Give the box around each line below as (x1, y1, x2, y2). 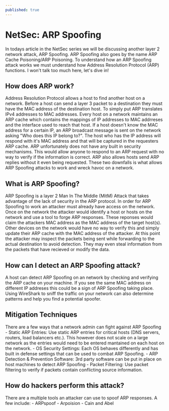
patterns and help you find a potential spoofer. (5, 296, 102, 302)
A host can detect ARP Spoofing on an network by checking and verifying (5, 274, 159, 280)
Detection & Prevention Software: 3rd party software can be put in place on (5, 356, 162, 362)
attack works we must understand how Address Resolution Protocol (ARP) (5, 62, 159, 68)
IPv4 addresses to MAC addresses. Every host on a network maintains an (5, 111, 158, 118)
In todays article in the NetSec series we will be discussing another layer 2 (5, 46, 160, 52)
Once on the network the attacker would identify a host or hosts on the (5, 209, 152, 215)
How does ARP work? (5, 82, 74, 90)
